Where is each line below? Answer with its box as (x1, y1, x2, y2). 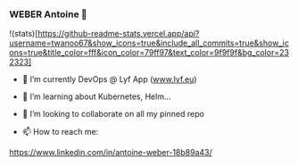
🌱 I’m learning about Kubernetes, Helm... (21, 91, 171, 102)
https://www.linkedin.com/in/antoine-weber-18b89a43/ (9, 147, 212, 158)
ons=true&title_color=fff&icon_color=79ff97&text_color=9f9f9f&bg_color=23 (9, 47, 290, 58)
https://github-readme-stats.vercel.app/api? (37, 29, 200, 39)
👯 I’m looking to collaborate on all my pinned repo (21, 109, 205, 120)
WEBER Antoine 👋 (9, 8, 87, 21)
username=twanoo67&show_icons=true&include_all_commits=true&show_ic (9, 37, 290, 48)
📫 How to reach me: (21, 127, 99, 137)
